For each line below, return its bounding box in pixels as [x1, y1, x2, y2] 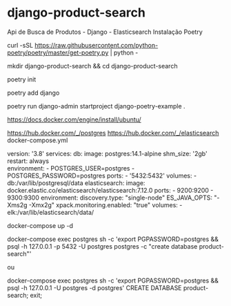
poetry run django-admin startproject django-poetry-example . [7, 102, 185, 110]
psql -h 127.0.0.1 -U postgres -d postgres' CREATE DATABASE [7, 283, 182, 291]
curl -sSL [7, 41, 33, 49]
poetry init [7, 75, 37, 84]
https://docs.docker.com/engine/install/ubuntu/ [7, 115, 141, 124]
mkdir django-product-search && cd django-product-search [7, 61, 178, 70]
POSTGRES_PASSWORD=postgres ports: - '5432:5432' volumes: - [7, 171, 197, 180]
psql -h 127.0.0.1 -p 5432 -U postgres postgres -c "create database [7, 242, 198, 250]
